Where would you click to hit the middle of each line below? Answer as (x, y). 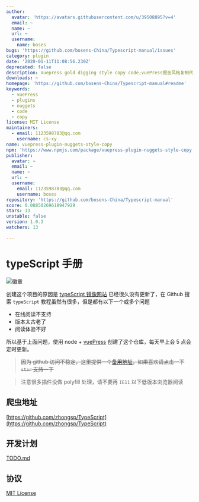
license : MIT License (33, 123)
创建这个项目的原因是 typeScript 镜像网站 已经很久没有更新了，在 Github (95, 294)
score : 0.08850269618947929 (41, 205)
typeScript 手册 (44, 264)
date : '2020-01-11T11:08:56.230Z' (49, 61)
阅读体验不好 (30, 329)
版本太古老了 (30, 321)
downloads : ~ (22, 78)
